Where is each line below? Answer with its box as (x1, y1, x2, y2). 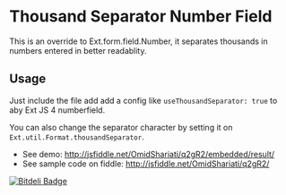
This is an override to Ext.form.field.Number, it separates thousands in (9, 36, 268, 47)
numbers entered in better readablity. (9, 45, 147, 55)
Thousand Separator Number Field (9, 6, 273, 27)
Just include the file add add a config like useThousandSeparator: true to (9, 95, 278, 106)
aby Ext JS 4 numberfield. (9, 105, 106, 115)
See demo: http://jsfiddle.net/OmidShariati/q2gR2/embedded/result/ (22, 148, 275, 159)
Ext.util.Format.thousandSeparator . (9, 131, 145, 142)
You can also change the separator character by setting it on (9, 122, 233, 132)
